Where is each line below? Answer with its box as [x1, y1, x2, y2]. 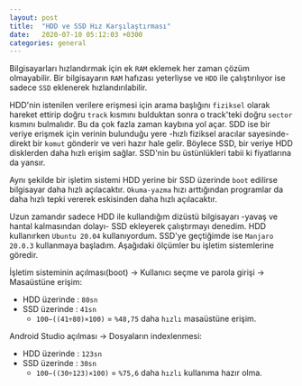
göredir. [9, 250, 39, 261]
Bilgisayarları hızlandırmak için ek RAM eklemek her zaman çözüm [9, 63, 250, 74]
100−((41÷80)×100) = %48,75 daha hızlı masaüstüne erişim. [35, 313, 257, 325]
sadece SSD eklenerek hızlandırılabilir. [9, 82, 148, 93]
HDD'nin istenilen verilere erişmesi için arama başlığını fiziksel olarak [9, 100, 270, 111]
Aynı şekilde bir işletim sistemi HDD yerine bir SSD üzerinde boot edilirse [9, 175, 278, 186]
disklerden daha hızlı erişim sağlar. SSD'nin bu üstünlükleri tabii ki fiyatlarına [9, 148, 291, 159]
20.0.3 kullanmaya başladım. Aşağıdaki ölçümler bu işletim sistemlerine [9, 240, 275, 251]
